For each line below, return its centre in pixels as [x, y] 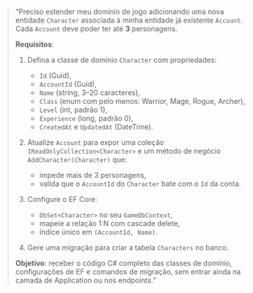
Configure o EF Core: [62, 199]
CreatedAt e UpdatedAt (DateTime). [96, 127]
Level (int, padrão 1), [73, 109]
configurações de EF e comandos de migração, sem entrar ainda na [128, 272]
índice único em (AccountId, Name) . [98, 232]
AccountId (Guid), [68, 84]
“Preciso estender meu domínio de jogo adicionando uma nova [120, 12]
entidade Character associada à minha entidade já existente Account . [129, 20]
